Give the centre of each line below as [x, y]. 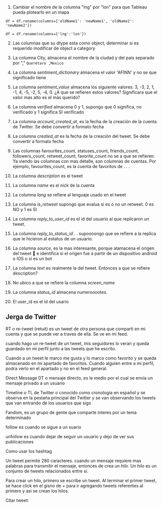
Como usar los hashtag [29, 451]
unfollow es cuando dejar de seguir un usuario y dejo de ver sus [70, 436]
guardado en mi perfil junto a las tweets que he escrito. [61, 348]
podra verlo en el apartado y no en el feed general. [56, 368]
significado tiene [29, 77]
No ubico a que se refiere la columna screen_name [64, 283]
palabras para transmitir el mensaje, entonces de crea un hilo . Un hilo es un [81, 465]
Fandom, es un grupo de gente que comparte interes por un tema [71, 412]
